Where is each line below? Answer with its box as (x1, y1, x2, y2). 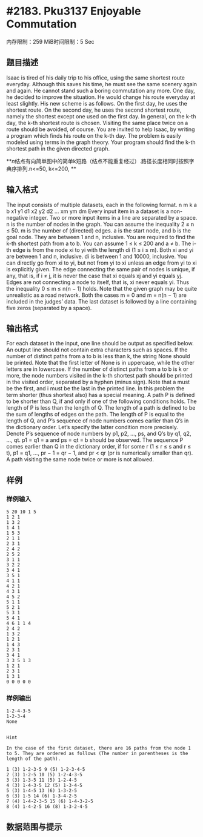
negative (6, 214, 28, 221)
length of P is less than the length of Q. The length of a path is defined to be (6, 404, 196, 412)
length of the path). (6, 756, 61, 762)
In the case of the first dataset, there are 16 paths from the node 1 (6, 745, 191, 751)
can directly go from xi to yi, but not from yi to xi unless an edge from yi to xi (6, 259, 197, 266)
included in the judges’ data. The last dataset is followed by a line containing (6, 297, 197, 305)
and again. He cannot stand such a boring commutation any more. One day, (6, 87, 195, 94)
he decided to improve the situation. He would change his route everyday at (6, 93, 196, 101)
